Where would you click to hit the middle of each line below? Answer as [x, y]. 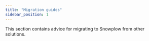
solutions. [15, 34]
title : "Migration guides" [34, 10]
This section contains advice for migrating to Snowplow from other [75, 28]
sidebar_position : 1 [27, 14]
